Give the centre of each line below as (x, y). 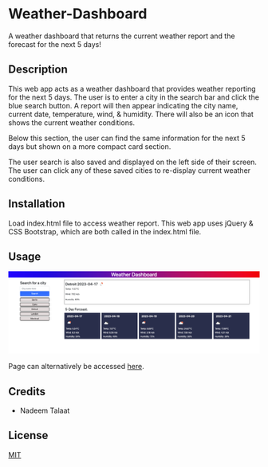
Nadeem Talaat (45, 410)
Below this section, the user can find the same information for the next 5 (127, 138)
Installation (37, 204)
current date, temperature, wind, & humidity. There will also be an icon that (131, 114)
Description (38, 70)
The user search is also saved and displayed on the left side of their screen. (133, 162)
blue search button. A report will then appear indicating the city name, (123, 105)
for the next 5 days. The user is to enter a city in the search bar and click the (134, 97)
